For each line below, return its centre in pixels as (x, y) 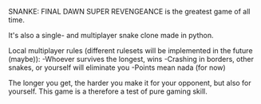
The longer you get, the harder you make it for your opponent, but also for (130, 83)
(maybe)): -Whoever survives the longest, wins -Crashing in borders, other (131, 59)
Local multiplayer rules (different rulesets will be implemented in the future (130, 50)
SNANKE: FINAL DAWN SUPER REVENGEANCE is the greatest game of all (129, 12)
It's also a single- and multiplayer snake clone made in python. (111, 35)
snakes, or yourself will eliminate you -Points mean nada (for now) (117, 67)
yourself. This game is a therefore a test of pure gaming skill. (108, 91)
